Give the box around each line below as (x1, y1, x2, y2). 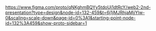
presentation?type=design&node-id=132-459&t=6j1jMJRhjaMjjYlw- (5, 9, 145, 15)
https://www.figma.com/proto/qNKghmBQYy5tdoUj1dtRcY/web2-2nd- (5, 4, 151, 10)
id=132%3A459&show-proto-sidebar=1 (5, 20, 87, 26)
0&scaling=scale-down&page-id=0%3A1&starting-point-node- (5, 15, 136, 20)
